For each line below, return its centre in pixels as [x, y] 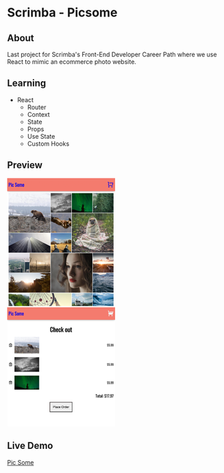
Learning [27, 83]
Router [37, 107]
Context [38, 114]
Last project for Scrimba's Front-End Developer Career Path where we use [112, 54]
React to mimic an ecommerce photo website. [72, 62]
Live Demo [30, 446]
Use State [41, 136]
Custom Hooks [48, 143]
